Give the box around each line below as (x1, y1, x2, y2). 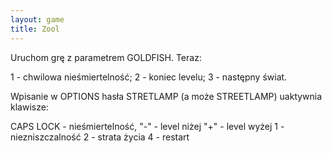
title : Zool (10, 24, 60, 34)
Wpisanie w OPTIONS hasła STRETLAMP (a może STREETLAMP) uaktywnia (10, 90, 323, 102)
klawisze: (10, 101, 49, 113)
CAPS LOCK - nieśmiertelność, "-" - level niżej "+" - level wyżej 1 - (10, 120, 285, 132)
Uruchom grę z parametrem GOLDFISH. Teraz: (10, 51, 202, 63)
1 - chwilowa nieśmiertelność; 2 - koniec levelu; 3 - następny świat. (10, 71, 288, 83)
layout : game (10, 14, 65, 25)
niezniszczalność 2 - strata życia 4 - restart (10, 131, 190, 143)
